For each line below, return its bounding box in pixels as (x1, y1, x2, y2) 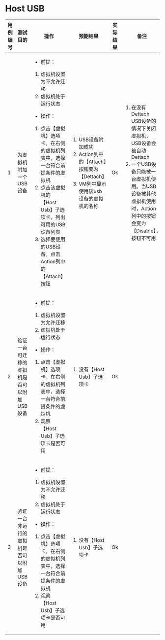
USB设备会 (131, 140, 156, 146)
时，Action (131, 205, 156, 212)
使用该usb (78, 188, 102, 195)
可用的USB (40, 221, 66, 228)
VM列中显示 (78, 180, 107, 187)
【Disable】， (131, 227, 161, 234)
